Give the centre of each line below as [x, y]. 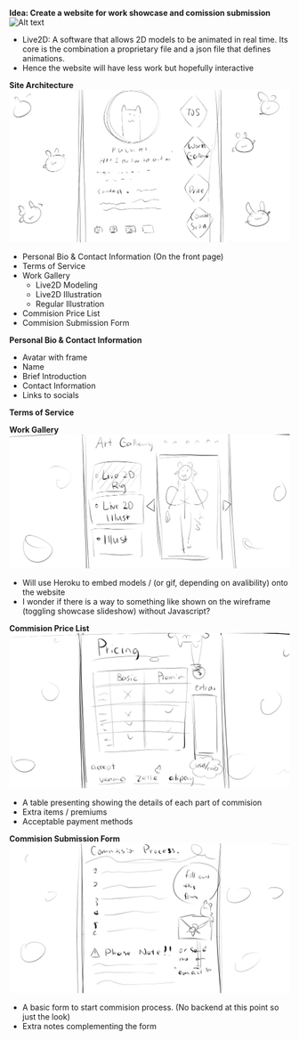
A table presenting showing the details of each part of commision [142, 803]
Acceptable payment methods [77, 822]
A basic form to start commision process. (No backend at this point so [150, 1007]
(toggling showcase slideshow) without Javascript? [116, 611]
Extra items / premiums [65, 812]
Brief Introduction [54, 377]
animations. [43, 58]
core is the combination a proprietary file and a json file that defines [146, 49]
